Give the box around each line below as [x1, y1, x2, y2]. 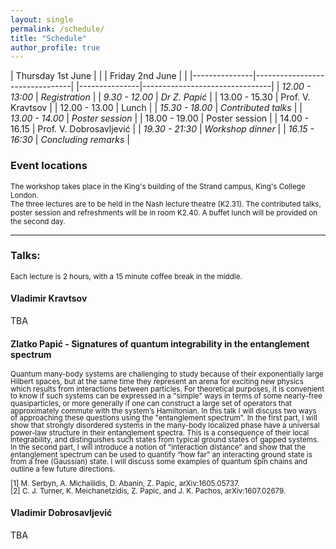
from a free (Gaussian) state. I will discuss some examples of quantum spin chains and [10, 457, 308, 467]
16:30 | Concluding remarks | [10, 134, 130, 146]
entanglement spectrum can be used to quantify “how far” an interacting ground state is [10, 449, 313, 460]
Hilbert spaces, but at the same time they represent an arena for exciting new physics [10, 376, 304, 386]
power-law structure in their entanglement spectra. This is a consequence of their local [10, 427, 310, 438]
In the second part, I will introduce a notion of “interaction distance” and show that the [10, 442, 307, 452]
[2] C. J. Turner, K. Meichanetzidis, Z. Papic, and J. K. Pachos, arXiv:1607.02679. [10, 486, 287, 496]
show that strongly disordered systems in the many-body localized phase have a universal [10, 420, 320, 430]
